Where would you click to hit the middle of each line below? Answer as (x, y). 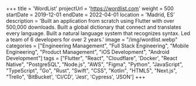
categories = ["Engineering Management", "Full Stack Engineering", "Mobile (97, 46)
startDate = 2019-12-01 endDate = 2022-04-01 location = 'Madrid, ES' (91, 15)
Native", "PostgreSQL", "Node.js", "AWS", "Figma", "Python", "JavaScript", (94, 64)
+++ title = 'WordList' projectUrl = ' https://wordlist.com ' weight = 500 (90, 8)
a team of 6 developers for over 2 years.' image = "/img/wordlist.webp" (92, 39)
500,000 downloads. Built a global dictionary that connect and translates (94, 27)
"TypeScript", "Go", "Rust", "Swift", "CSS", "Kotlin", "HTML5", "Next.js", (92, 70)
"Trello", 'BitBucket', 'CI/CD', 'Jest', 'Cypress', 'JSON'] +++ (76, 77)
